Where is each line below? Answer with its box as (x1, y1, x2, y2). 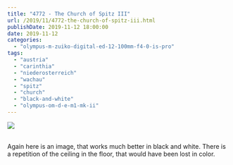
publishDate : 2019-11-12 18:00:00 (7, 23, 109, 30)
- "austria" (13, 56, 49, 63)
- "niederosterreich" (13, 69, 77, 76)
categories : (7, 37, 42, 44)
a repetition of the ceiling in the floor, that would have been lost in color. (7, 149, 215, 158)
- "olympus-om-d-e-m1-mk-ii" (13, 102, 99, 109)
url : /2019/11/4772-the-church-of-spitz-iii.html (7, 17, 156, 24)
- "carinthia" (13, 63, 55, 70)
